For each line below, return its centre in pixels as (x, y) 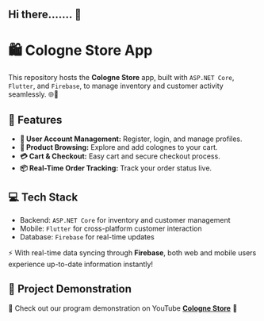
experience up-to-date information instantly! (80, 264)
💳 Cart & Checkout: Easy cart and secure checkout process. (120, 156)
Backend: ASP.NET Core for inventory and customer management (125, 220)
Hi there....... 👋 (45, 15)
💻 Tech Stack (43, 197)
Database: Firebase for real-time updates (87, 237)
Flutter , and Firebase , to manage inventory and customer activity (116, 86)
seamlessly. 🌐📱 (34, 94)
